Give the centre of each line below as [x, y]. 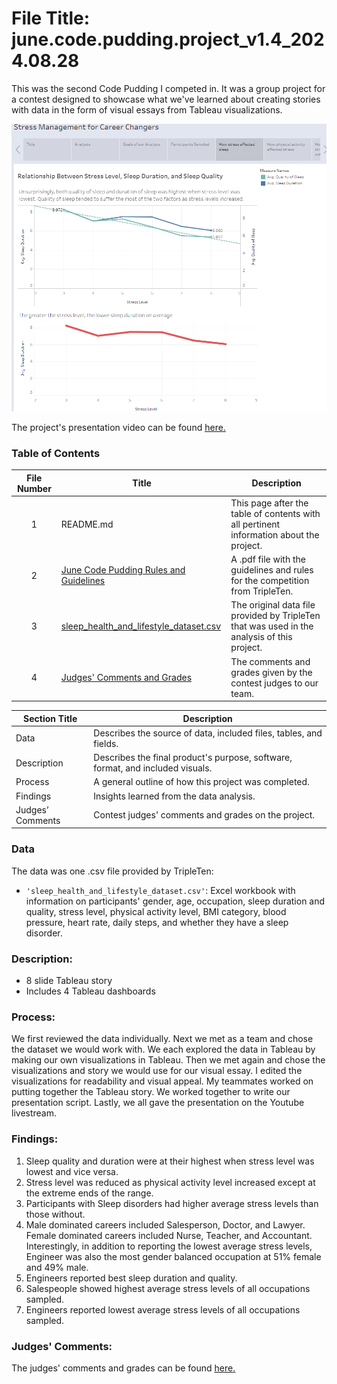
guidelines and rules [272, 570]
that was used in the [272, 626]
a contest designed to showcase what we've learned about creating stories [166, 99]
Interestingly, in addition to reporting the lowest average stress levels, [169, 1246]
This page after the [269, 503]
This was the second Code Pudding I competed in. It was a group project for [168, 88]
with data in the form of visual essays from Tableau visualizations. [147, 109]
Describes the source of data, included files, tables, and [208, 733]
